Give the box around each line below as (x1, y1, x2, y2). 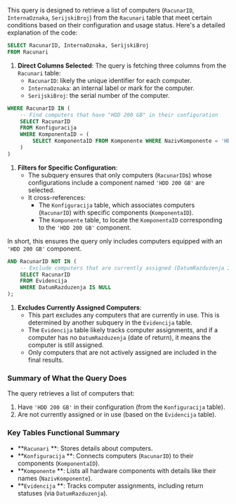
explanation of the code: (7, 28, 78, 37)
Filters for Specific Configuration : (17, 163, 118, 172)
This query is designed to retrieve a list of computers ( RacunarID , (7, 6, 195, 14)
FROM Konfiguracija (20, 125, 77, 132)
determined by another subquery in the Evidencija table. (27, 318, 193, 327)
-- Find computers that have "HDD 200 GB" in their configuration (20, 111, 218, 118)
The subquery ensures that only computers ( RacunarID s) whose (27, 170, 212, 179)
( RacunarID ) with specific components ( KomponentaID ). (38, 208, 194, 217)
